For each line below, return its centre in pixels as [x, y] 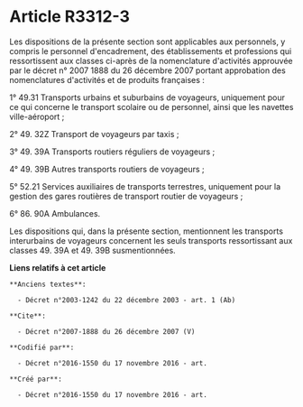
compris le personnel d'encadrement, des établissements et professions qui [151, 51]
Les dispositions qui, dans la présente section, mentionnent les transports [147, 231]
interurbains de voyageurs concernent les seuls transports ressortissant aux [151, 240]
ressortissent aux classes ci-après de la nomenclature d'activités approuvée [151, 60]
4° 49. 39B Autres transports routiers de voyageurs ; [107, 169]
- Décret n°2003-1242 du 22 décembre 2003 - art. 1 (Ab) [127, 300]
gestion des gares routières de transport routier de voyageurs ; [126, 196]
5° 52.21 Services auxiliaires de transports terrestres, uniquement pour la [145, 186]
